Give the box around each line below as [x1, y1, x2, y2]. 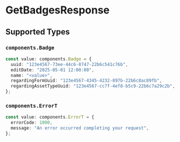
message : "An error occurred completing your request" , [10, 125, 149, 131]
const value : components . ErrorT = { [5, 115, 94, 120]
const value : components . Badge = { [5, 56, 92, 62]
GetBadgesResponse [5, 4, 110, 17]
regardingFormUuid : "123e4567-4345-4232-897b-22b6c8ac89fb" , [10, 78, 163, 84]
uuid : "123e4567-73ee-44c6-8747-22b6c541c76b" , [10, 61, 129, 67]
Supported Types [5, 27, 70, 37]
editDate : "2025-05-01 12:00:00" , [10, 67, 94, 73]
